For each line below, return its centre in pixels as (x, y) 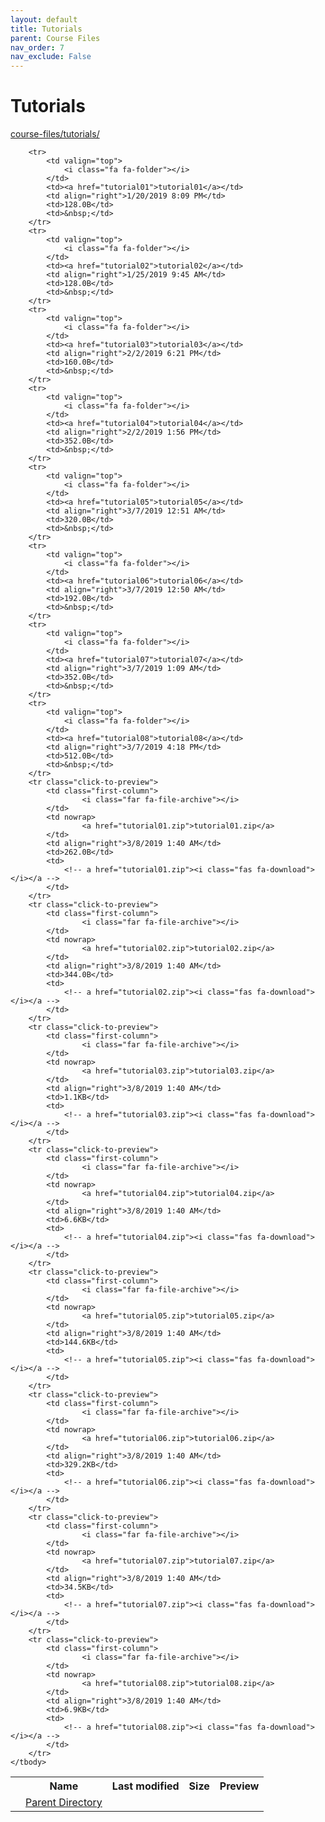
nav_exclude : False (51, 57)
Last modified (145, 1786)
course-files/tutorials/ (55, 134)
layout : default (44, 19)
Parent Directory (64, 1803)
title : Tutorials (46, 29)
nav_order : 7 (37, 47)
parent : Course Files (55, 38)
